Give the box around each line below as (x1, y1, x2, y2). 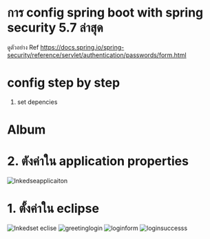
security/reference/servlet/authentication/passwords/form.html (7, 50, 187, 59)
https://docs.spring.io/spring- (40, 43, 125, 51)
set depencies (17, 98, 58, 106)
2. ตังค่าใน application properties (7, 154, 189, 169)
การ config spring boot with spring (7, 5, 204, 21)
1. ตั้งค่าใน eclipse (7, 201, 100, 216)
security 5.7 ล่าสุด (7, 20, 103, 36)
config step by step (7, 75, 120, 91)
